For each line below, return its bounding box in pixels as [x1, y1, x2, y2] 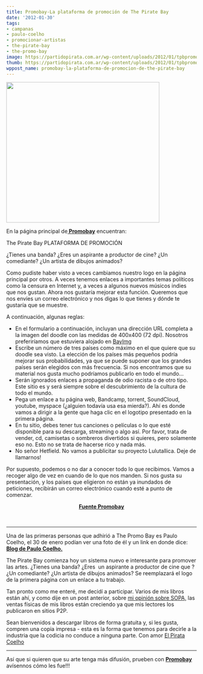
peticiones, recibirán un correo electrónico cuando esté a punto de [6, 485, 173, 492]
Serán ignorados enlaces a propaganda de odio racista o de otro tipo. [14, 376, 188, 384]
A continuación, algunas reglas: [6, 313, 85, 321]
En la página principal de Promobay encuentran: [6, 228, 127, 235]
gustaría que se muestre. [6, 301, 68, 309]
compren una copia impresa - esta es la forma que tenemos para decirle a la [6, 626, 197, 633]
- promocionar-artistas [6, 37, 66, 43]
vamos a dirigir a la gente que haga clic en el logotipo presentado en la [14, 409, 192, 416]
